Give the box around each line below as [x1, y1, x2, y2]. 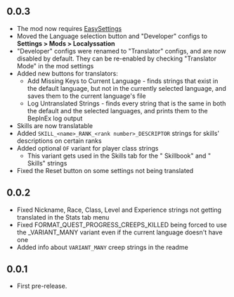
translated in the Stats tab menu [16, 213, 110, 221]
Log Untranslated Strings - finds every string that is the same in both [27, 99, 226, 108]
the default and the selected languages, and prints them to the [27, 106, 208, 115]
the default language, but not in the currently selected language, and [27, 84, 226, 92]
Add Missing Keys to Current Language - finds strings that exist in [27, 77, 219, 85]
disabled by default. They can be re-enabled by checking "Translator [16, 54, 217, 63]
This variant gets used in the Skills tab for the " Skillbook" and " [27, 151, 212, 160]
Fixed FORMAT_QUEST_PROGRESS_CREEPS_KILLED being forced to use [16, 220, 228, 229]
